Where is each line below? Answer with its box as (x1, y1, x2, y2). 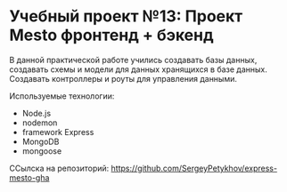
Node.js (21, 108, 52, 118)
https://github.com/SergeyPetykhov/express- (111, 163, 278, 173)
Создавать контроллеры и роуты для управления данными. (9, 73, 238, 84)
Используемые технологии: (9, 91, 115, 101)
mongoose (21, 145, 62, 156)
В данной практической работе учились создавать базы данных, (9, 54, 258, 65)
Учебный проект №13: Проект (9, 6, 243, 27)
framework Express (21, 126, 94, 137)
